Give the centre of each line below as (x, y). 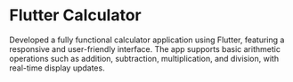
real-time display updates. (57, 68)
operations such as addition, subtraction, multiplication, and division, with (144, 58)
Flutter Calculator (75, 15)
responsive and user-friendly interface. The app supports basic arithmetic (145, 48)
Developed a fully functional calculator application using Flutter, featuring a (147, 40)
